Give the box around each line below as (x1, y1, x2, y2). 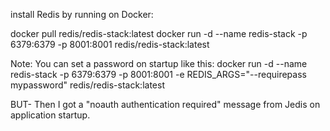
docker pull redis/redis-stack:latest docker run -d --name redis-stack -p (10, 28, 308, 39)
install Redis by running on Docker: (10, 9, 154, 20)
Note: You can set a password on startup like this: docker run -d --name (10, 58, 308, 69)
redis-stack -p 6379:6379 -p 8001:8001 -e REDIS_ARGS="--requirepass (10, 69, 307, 80)
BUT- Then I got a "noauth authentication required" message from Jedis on (10, 99, 321, 110)
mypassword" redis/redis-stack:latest (10, 79, 165, 91)
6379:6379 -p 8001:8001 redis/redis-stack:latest (10, 39, 210, 50)
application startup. (10, 109, 91, 121)
